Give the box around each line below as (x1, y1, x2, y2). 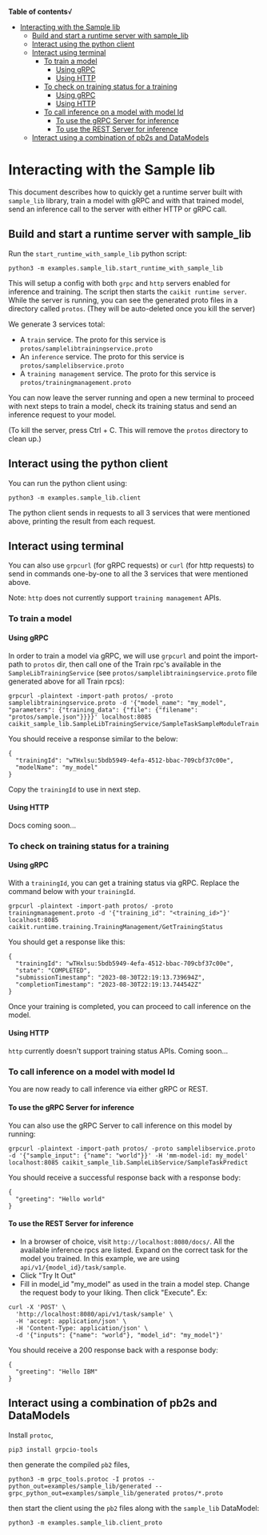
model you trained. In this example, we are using (19, 1253, 180, 1263)
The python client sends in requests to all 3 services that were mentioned (8, 507, 250, 517)
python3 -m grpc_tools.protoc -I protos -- (8, 1475, 156, 1483)
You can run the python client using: (8, 478, 128, 487)
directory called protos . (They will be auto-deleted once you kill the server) (8, 303, 256, 313)
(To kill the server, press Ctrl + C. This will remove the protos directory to (8, 425, 249, 435)
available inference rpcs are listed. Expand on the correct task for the (19, 1244, 249, 1255)
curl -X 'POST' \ (8, 1303, 66, 1311)
